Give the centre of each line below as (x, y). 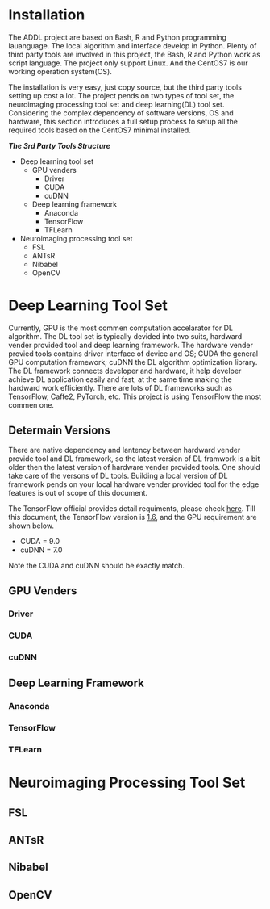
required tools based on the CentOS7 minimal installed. (100, 130)
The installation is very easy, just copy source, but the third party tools (125, 87)
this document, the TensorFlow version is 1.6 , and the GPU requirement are (133, 517)
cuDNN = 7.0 (41, 550)
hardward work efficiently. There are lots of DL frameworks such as (120, 387)
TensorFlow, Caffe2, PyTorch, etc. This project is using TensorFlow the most (135, 396)
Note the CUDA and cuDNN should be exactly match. (97, 565)
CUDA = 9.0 (40, 541)
